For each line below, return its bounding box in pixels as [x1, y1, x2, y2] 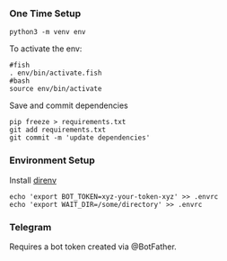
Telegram [9, 220, 52, 233]
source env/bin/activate [9, 85, 102, 94]
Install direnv [9, 175, 57, 185]
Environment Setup [9, 154, 96, 166]
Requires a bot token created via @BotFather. [9, 241, 177, 252]
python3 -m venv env [9, 28, 87, 37]
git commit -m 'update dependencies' [9, 133, 151, 142]
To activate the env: [9, 43, 83, 54]
